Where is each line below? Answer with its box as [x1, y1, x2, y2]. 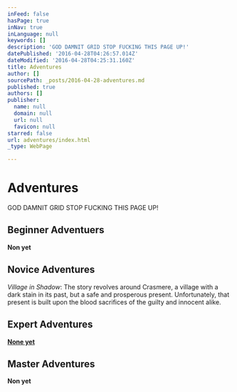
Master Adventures [7, 358, 95, 370]
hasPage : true [7, 17, 50, 24]
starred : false [7, 130, 53, 137]
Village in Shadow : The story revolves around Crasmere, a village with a [7, 282, 218, 291]
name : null [14, 103, 46, 110]
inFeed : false [7, 10, 50, 18]
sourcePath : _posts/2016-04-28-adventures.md [7, 76, 144, 84]
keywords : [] [7, 37, 46, 44]
